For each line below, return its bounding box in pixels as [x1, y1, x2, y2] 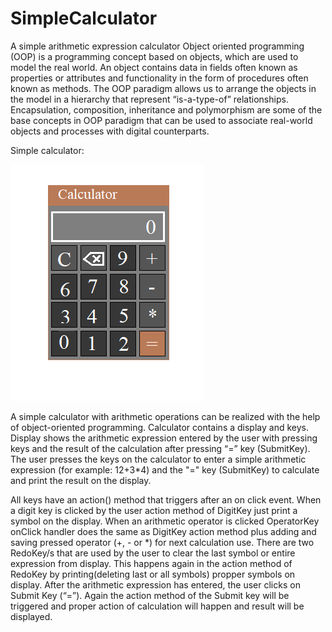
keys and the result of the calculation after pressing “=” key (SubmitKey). [10, 442, 311, 454]
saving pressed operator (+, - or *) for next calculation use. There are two [10, 536, 315, 548]
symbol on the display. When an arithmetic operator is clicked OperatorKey [10, 515, 320, 527]
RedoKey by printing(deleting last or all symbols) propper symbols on [10, 568, 296, 580]
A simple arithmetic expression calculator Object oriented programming [10, 40, 305, 52]
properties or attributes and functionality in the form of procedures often [10, 72, 309, 84]
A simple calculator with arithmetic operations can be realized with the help [10, 410, 321, 422]
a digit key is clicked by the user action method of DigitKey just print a [10, 504, 298, 516]
